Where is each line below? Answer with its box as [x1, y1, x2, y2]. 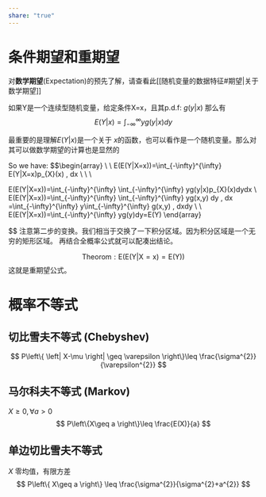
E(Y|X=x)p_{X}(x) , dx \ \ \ [8, 170, 92, 179]
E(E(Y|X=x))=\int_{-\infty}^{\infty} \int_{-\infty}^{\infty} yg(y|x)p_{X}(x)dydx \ [8, 185, 256, 194]
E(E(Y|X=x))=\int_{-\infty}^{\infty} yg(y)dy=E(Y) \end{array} [8, 210, 202, 220]
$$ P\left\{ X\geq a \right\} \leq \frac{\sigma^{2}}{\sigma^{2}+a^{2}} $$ [16, 479, 251, 488]
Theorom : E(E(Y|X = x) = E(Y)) [82, 252, 185, 262]
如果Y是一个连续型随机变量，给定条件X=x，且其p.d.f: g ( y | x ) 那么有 [8, 102, 226, 112]
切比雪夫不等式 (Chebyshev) [8, 330, 149, 343]
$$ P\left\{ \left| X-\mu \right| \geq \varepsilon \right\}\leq [10, 352, 198, 361]
